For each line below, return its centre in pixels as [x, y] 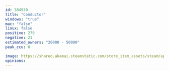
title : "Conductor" [26, 14]
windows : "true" [22, 19]
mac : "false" [19, 24]
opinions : [16, 60]
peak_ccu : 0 [18, 47]
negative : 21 [19, 38]
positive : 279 [20, 33]
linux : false [19, 28]
